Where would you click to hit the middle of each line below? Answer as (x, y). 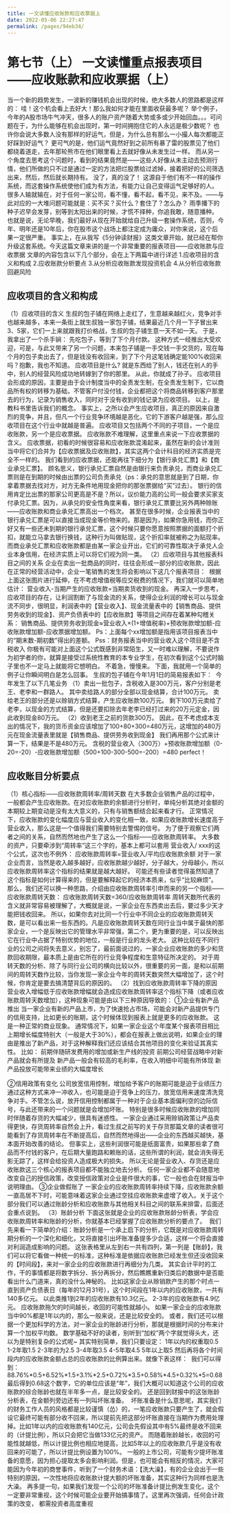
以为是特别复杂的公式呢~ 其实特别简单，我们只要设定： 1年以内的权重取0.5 (113, 1341)
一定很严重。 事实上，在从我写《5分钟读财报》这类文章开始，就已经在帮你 (118, 237)
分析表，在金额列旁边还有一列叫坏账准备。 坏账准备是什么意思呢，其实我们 (114, 1400)
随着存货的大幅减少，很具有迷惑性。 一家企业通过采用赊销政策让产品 (116, 1118)
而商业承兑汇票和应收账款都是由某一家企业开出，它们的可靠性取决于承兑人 (112, 546)
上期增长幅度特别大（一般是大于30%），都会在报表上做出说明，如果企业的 (112, 1034)
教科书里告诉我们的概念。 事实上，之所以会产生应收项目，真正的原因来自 (110, 408)
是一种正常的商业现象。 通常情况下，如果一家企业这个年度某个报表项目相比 (113, 1026)
